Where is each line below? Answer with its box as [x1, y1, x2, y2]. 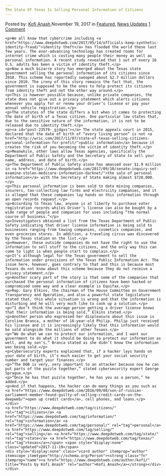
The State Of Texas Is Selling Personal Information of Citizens [5, 7, 143, 12]
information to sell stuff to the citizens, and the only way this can [5, 244, 157, 249]
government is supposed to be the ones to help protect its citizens [5, 83, 153, 88]
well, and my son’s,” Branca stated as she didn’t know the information [5, 340, 159, 345]
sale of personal [116, 170, 153, 175]
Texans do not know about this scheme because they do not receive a [5, 266, 153, 271]
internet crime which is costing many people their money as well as [5, 53, 153, 58]
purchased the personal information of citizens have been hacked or [5, 279, 153, 284]
